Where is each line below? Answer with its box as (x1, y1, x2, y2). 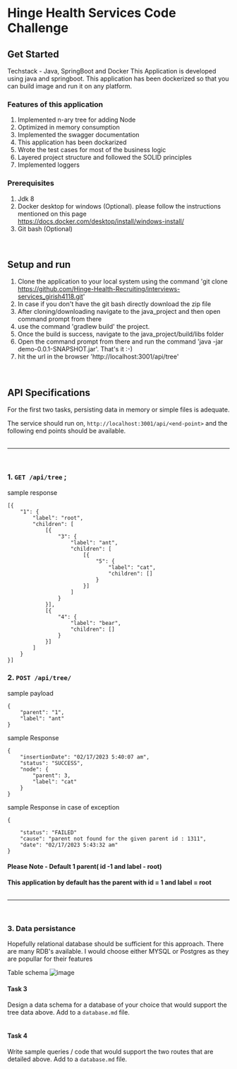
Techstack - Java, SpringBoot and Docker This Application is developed (7, 67, 217, 75)
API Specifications (7, 387, 90, 399)
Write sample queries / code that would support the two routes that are (7, 1047, 214, 1056)
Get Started (7, 48, 59, 60)
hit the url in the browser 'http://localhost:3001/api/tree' (17, 352, 179, 361)
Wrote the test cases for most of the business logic (17, 146, 166, 154)
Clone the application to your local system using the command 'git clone (17, 277, 228, 286)
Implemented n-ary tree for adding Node (17, 115, 136, 124)
